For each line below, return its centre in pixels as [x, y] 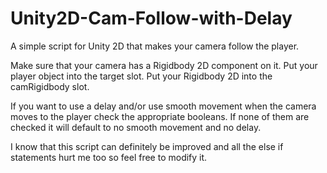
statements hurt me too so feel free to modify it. [109, 157]
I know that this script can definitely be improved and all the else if [147, 146]
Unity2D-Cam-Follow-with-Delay [151, 18]
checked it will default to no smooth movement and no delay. [136, 127]
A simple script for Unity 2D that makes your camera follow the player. [155, 46]
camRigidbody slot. [50, 86]
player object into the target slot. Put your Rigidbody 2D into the [141, 76]
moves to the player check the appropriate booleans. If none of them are [160, 116]
